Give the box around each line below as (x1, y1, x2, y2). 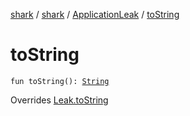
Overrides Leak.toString (10, 94, 109, 106)
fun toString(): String (10, 76, 110, 86)
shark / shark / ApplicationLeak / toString (10, 9, 180, 20)
